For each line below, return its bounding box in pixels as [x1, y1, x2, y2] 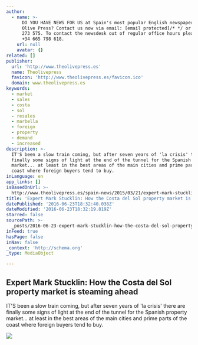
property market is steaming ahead [6, 287, 138, 297]
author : [6, 8, 25, 15]
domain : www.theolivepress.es [11, 80, 85, 86]
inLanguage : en [6, 174, 44, 180]
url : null [16, 42, 41, 48]
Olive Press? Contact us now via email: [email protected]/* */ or [21, 25, 192, 31]
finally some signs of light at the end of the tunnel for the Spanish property [6, 308, 187, 315]
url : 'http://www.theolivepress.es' [11, 63, 101, 70]
